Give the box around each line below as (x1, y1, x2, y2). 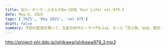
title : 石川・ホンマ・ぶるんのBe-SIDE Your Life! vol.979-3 (5, 7, 125, 12)
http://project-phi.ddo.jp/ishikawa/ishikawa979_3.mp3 (5, 39, 116, 45)
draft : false (5, 21, 32, 26)
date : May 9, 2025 (5, 12, 43, 17)
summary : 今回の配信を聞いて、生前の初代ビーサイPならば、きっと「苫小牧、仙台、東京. (5, 26, 163, 31)
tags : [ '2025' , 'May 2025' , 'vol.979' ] (5, 16, 88, 21)
